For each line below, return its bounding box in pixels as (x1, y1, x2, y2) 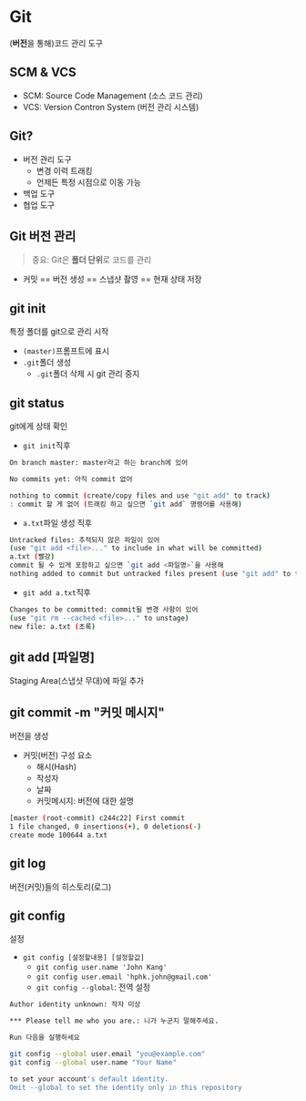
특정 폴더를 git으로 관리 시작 (9, 326, 109, 337)
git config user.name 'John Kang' (36, 963, 168, 972)
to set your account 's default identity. (9, 1074, 169, 1084)
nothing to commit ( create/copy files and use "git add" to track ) (9, 490, 271, 500)
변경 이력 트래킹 (36, 165, 93, 176)
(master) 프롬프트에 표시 (22, 345, 110, 356)
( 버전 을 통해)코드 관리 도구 (9, 37, 103, 48)
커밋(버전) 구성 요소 (22, 750, 93, 761)
